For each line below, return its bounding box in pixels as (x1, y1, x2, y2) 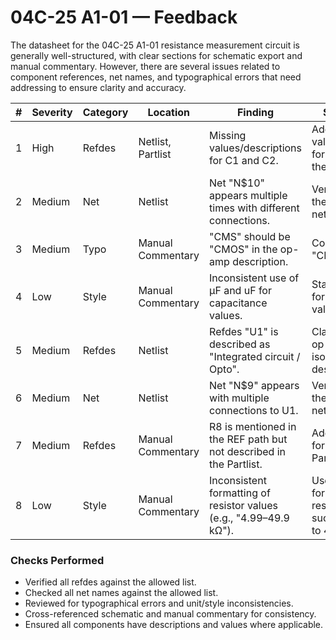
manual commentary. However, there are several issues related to (10, 60, 281, 72)
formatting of (209, 486, 271, 500)
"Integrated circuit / (209, 349, 301, 363)
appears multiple (209, 188, 288, 202)
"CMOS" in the (209, 242, 278, 256)
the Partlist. (209, 457, 263, 471)
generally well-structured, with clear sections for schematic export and (10, 49, 303, 61)
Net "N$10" (209, 176, 265, 190)
